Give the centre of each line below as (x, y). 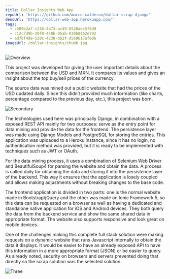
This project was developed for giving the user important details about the (83, 67)
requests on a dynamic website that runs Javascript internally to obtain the (83, 240)
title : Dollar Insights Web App (39, 10)
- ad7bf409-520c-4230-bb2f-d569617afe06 (53, 39)
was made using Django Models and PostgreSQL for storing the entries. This (85, 135)
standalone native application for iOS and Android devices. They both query (84, 208)
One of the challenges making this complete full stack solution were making (84, 234)
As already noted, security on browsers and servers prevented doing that (82, 256)
